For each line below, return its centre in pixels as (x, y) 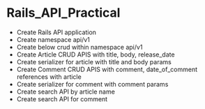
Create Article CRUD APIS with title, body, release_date (96, 54)
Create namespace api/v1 (53, 39)
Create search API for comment (62, 99)
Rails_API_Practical (63, 13)
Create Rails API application (56, 32)
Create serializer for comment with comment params (92, 84)
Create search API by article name (66, 92)
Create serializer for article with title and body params (94, 61)
